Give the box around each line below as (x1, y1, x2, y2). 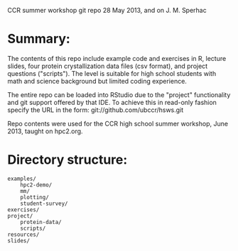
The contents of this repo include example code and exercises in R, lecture (7, 54, 227, 62)
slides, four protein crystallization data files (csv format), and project (7, 62, 208, 70)
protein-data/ (20, 218, 62, 225)
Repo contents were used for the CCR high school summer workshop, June (7, 119, 229, 128)
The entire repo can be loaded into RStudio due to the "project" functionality (7, 90, 231, 99)
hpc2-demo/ (20, 181, 53, 189)
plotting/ (20, 194, 50, 201)
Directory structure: (7, 152, 128, 168)
